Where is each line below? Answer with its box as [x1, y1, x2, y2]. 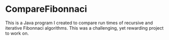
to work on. [5, 30, 29, 36]
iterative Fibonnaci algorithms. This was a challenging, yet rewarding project [5, 25, 164, 31]
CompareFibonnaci [5, 3, 87, 15]
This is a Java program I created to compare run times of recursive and [5, 20, 153, 26]
